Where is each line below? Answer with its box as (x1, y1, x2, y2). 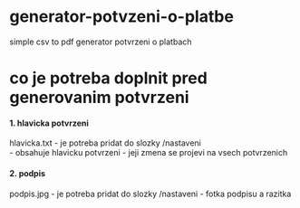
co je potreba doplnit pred (9, 68, 208, 89)
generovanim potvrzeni (9, 88, 189, 108)
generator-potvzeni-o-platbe (9, 6, 234, 27)
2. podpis (9, 167, 46, 178)
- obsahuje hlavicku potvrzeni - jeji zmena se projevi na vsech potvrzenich (9, 147, 288, 158)
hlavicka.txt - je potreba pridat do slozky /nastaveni (9, 137, 202, 148)
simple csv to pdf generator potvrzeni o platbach (9, 36, 192, 47)
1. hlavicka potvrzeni (9, 118, 89, 128)
